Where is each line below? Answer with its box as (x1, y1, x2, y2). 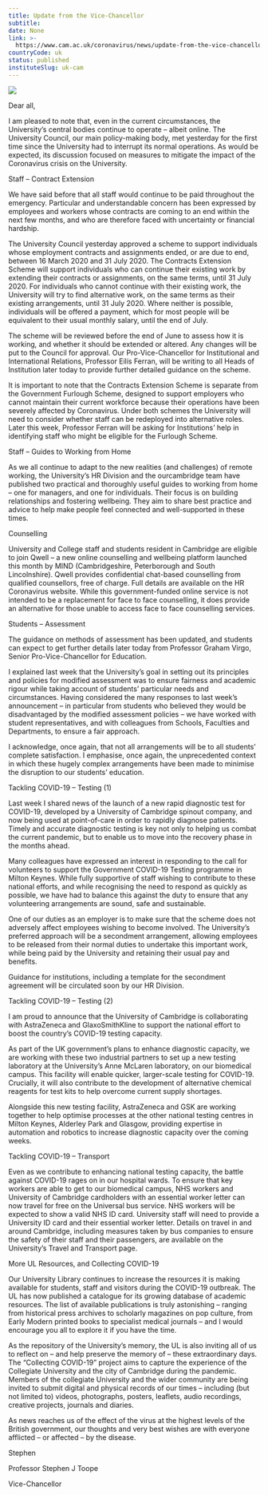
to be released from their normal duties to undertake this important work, (8, 940, 248, 949)
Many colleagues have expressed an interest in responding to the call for (8, 856, 247, 865)
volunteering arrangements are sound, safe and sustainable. (8, 898, 207, 908)
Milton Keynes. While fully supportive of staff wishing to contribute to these (8, 873, 256, 883)
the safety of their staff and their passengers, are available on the (8, 1235, 223, 1244)
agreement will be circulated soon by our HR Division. (8, 980, 185, 990)
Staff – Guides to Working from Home (8, 447, 132, 456)
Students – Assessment (8, 618, 86, 628)
